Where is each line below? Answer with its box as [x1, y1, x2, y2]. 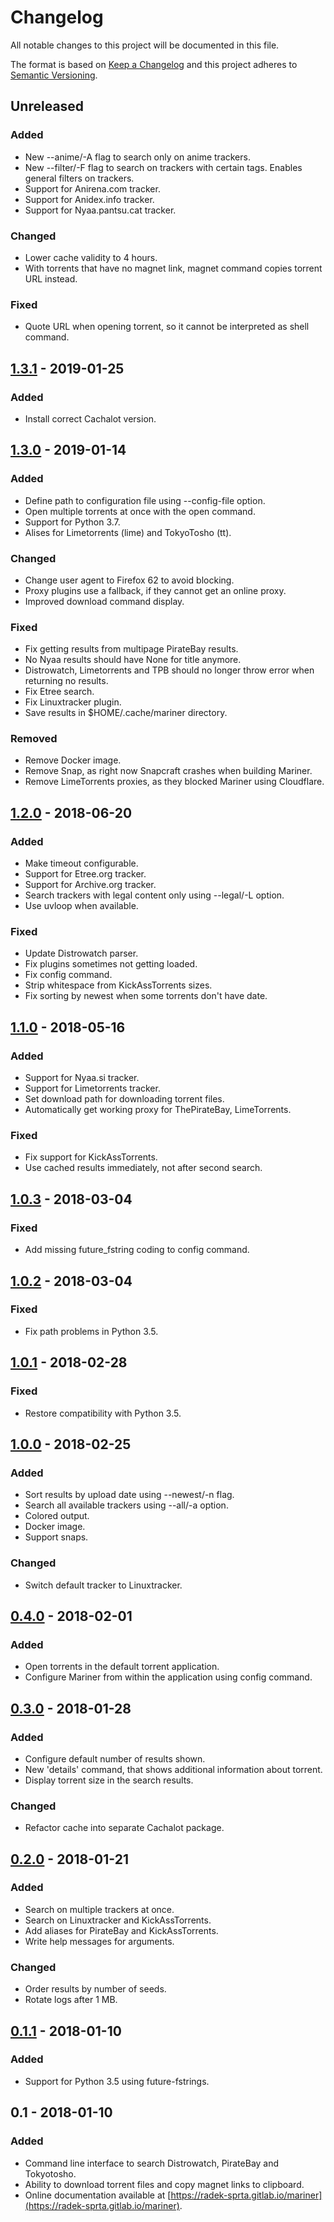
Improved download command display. [24, 595, 185, 607]
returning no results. [24, 675, 109, 687]
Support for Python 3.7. [24, 516, 121, 528]
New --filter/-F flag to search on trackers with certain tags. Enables [24, 161, 303, 173]
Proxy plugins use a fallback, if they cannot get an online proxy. [24, 584, 287, 596]
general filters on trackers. [24, 172, 135, 184]
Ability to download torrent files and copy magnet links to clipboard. [24, 2178, 305, 2190]
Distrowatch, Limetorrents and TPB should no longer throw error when [24, 664, 315, 676]
